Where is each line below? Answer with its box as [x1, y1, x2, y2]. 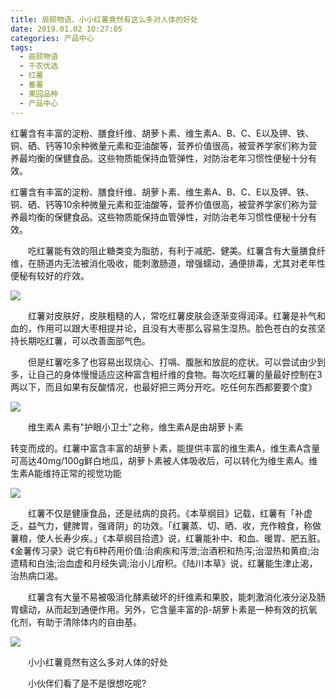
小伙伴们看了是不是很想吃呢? [27, 677, 147, 689]
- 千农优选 [19, 61, 59, 71]
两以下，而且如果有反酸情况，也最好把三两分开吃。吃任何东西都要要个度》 [10, 381, 317, 393]
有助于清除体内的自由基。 [36, 616, 142, 628]
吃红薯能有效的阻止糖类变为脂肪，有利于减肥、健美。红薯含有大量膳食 [27, 244, 317, 256]
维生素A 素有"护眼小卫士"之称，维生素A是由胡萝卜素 [27, 421, 244, 433]
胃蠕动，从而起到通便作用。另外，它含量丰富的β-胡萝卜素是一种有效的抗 [10, 603, 309, 615]
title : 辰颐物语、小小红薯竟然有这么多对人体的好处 [10, 14, 198, 25]
